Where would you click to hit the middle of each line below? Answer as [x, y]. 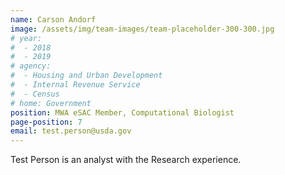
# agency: [31, 66]
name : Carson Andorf [53, 19]
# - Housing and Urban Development [86, 76]
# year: [26, 38]
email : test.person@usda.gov [71, 131]
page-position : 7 [46, 122]
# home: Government [51, 103]
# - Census [35, 94]
